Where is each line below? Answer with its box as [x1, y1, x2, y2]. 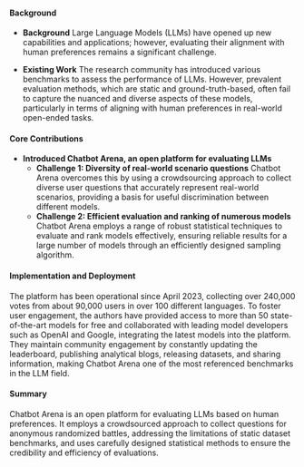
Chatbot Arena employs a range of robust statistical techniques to [35, 220, 283, 231]
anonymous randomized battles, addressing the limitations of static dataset [9, 427, 291, 439]
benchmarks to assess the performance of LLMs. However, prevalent [22, 73, 282, 85]
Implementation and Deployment [9, 270, 136, 281]
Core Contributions [9, 132, 83, 144]
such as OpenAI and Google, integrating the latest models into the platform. [9, 329, 292, 340]
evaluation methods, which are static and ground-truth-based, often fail [22, 83, 291, 94]
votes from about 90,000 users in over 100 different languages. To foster [9, 300, 281, 311]
